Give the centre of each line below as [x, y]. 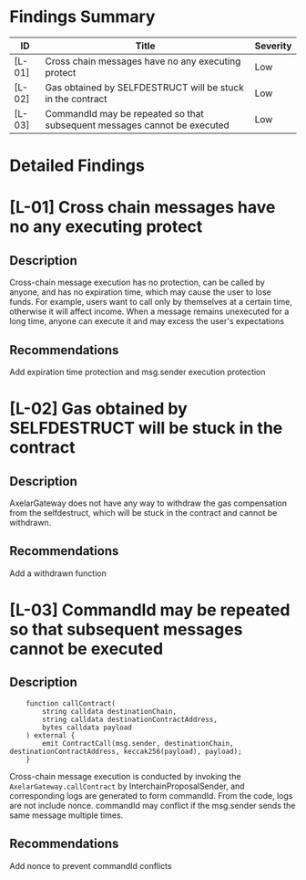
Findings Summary [82, 17]
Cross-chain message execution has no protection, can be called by [138, 283]
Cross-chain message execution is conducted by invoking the [125, 776]
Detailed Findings [77, 166]
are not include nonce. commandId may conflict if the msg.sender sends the [153, 805]
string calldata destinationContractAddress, [130, 719]
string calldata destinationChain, [110, 711]
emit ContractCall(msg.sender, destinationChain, [138, 743]
